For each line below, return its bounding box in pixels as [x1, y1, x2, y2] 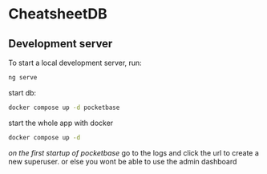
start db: [8, 87, 37, 97]
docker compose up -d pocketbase [8, 103, 120, 111]
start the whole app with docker [8, 118, 114, 127]
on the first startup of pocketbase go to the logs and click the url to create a [8, 148, 259, 157]
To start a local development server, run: [8, 58, 142, 67]
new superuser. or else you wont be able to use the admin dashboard [8, 156, 237, 166]
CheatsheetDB [8, 5, 107, 23]
